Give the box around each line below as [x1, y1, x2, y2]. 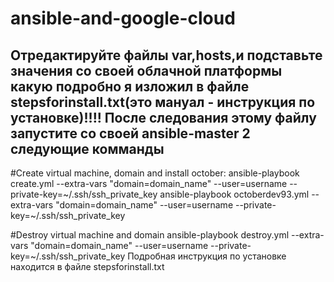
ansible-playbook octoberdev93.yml [159, 188, 310, 200]
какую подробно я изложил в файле [10, 78, 250, 95]
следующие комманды [10, 140, 165, 157]
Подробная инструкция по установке [127, 250, 287, 262]
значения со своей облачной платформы [10, 62, 283, 79]
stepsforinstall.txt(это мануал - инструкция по [10, 93, 316, 111]
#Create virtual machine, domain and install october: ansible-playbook [10, 167, 300, 179]
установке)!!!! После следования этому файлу [10, 109, 317, 126]
